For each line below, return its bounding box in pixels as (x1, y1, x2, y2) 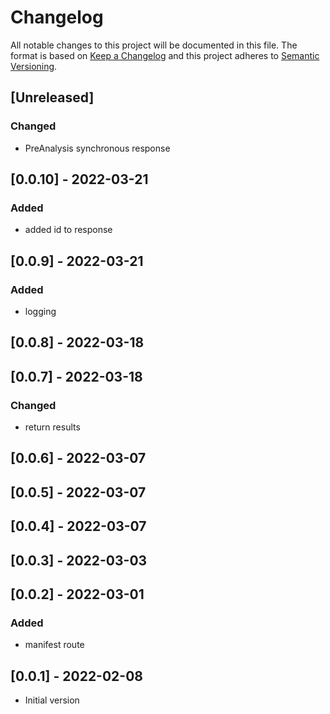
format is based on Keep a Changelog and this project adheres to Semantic (10, 49, 320, 61)
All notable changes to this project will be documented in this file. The (10, 39, 298, 51)
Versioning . (10, 60, 58, 72)
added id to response (24, 224, 113, 236)
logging (24, 306, 57, 317)
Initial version (24, 694, 80, 706)
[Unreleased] (10, 89, 95, 106)
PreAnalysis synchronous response (24, 142, 171, 154)
